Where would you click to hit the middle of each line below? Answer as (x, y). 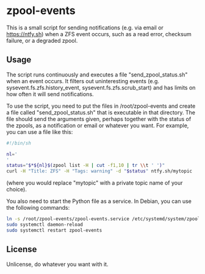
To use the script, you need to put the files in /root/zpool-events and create (101, 106)
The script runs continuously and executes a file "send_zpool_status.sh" (97, 75)
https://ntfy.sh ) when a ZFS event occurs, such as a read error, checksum (99, 34)
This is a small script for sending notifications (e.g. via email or (85, 28)
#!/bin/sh (19, 143)
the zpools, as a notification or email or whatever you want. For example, (98, 125)
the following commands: (38, 208)
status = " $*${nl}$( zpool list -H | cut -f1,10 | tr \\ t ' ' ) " (86, 166)
